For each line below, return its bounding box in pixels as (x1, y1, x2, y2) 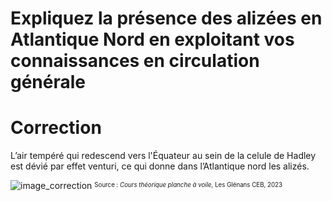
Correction (10, 117, 102, 139)
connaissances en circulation (10, 50, 260, 72)
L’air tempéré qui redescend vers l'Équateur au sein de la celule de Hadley (10, 150, 317, 162)
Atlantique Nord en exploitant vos (10, 28, 295, 51)
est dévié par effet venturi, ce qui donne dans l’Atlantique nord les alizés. (10, 160, 310, 172)
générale (10, 71, 87, 94)
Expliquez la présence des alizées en (10, 7, 323, 30)
